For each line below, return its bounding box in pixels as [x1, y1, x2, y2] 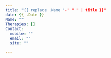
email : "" [10, 36, 31, 41]
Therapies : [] [5, 21, 36, 27]
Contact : [5, 26, 24, 32]
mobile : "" [10, 31, 33, 36]
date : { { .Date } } [5, 12, 45, 17]
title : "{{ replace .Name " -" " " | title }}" [5, 7, 106, 13]
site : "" [10, 41, 29, 46]
